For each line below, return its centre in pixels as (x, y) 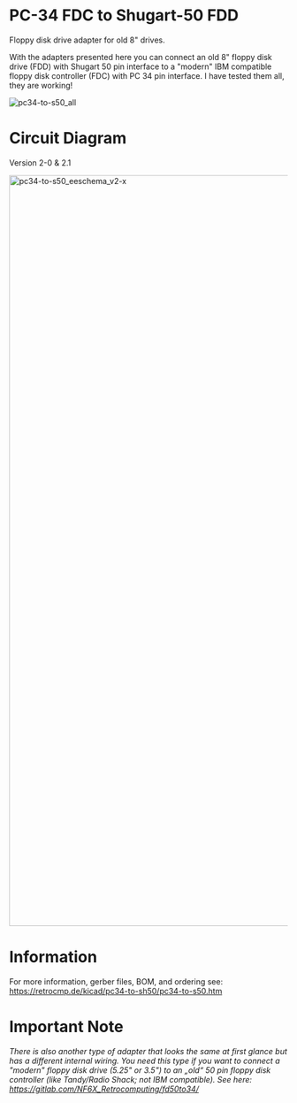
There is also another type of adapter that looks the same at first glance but (148, 1051)
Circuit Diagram (68, 139)
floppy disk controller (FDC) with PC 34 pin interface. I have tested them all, (147, 75)
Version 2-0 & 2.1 (40, 162)
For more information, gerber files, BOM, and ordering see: (116, 981)
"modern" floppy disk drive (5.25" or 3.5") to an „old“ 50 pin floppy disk (140, 1070)
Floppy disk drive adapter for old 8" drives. (87, 40)
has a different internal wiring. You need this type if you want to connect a (145, 1061)
